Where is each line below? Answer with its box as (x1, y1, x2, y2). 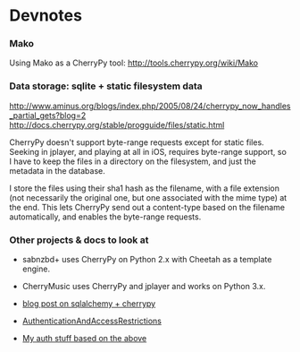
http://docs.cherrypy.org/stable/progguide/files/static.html (9, 119, 225, 130)
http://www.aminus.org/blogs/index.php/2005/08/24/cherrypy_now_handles (9, 100, 292, 111)
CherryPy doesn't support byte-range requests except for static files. (9, 136, 265, 148)
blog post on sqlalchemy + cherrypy (21, 298, 156, 309)
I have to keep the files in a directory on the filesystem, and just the (9, 156, 256, 167)
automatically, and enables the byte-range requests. (9, 211, 202, 222)
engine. (21, 263, 51, 274)
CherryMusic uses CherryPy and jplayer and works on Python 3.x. (21, 281, 266, 292)
